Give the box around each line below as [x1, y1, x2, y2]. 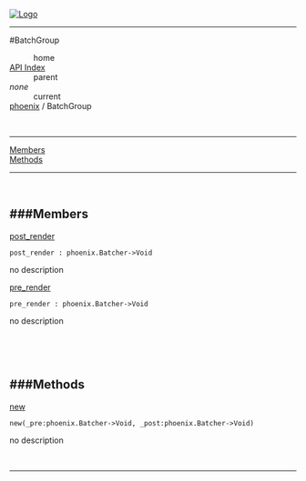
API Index [9, 62, 46, 73]
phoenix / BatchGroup [9, 101, 93, 111]
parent [33, 72, 58, 82]
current [33, 91, 61, 102]
